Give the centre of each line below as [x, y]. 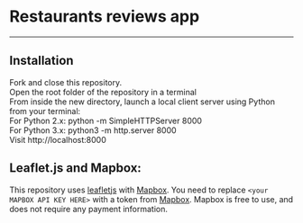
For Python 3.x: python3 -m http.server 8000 [93, 130]
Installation [41, 61]
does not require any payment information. [89, 209]
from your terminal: [45, 111]
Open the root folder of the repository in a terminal [103, 92]
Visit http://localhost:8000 [58, 139]
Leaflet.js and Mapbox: [75, 168]
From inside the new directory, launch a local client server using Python [142, 102]
